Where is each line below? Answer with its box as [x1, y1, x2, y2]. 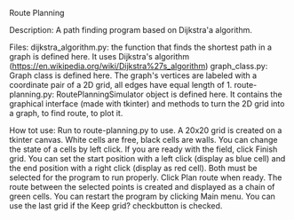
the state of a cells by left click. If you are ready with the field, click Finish [9, 144, 278, 154]
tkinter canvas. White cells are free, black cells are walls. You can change [9, 135, 278, 145]
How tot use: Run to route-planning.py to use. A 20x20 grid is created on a [9, 125, 282, 136]
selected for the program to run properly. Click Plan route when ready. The [9, 172, 282, 183]
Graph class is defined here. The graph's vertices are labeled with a [9, 70, 258, 81]
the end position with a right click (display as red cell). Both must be [9, 163, 258, 173]
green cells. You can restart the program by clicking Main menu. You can [9, 191, 275, 201]
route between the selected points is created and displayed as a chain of [9, 182, 275, 192]
